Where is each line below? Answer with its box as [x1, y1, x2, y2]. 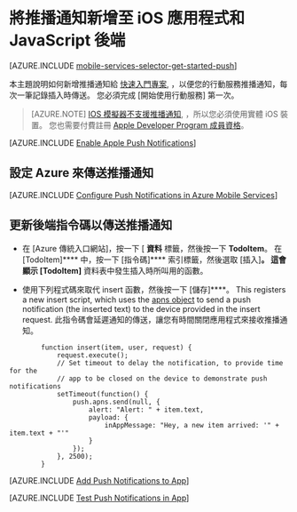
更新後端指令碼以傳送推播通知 [9, 218, 173, 233]
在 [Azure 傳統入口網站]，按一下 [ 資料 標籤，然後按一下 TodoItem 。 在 [21, 243, 283, 253]
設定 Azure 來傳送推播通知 [9, 165, 154, 180]
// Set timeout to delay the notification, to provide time [56, 358, 284, 367]
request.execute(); [56, 350, 129, 360]
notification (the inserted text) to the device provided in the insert [21, 303, 261, 314]
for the [9, 366, 38, 375]
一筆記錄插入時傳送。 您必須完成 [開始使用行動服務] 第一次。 [16, 90, 239, 100]
